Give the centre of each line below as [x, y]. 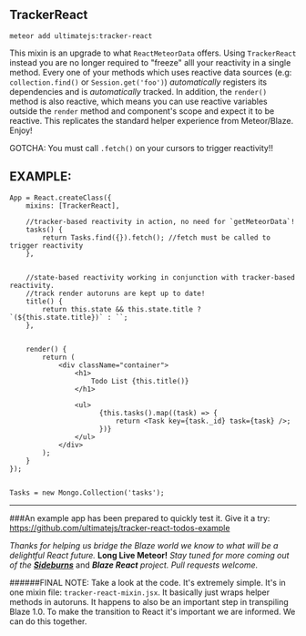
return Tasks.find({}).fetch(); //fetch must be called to [157, 237]
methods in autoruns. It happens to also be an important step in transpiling [149, 601]
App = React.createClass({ [61, 198]
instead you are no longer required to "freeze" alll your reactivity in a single [150, 62]
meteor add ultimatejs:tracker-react [81, 36]
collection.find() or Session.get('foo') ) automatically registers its [138, 82]
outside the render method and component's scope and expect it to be [142, 111]
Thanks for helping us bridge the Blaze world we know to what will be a [144, 545]
